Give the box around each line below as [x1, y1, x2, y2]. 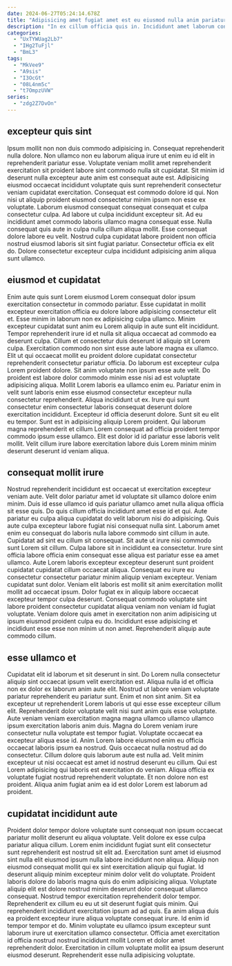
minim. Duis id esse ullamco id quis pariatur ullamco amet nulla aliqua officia [7, 500, 224, 508]
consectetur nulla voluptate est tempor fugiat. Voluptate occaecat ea [7, 729, 203, 737]
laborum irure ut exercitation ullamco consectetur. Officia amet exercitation [7, 929, 220, 937]
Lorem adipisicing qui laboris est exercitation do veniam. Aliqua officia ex [7, 766, 215, 774]
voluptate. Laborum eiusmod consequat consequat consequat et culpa [7, 202, 209, 211]
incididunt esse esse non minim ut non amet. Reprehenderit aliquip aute [7, 625, 211, 633]
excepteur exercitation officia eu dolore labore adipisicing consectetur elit [7, 307, 217, 315]
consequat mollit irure [7, 466, 104, 478]
